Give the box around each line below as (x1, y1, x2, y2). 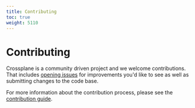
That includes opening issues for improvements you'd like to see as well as (6, 71, 189, 78)
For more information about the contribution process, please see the (6, 89, 173, 96)
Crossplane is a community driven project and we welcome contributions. (6, 65, 186, 72)
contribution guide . (6, 96, 53, 103)
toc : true (6, 14, 31, 20)
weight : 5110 (6, 20, 39, 26)
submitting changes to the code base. (6, 78, 99, 85)
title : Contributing (6, 8, 57, 15)
